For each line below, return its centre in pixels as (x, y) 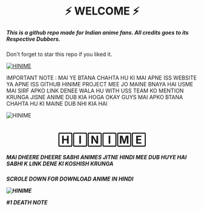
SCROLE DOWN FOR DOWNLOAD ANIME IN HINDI (70, 179)
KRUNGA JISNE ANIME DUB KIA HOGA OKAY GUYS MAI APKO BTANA (95, 97)
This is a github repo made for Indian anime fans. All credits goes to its (98, 32)
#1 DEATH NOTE (27, 202)
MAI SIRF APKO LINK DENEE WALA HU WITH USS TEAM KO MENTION (95, 91)
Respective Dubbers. (33, 39)
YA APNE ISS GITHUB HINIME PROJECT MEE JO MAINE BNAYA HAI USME (100, 85)
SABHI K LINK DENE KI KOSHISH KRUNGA (60, 164)
